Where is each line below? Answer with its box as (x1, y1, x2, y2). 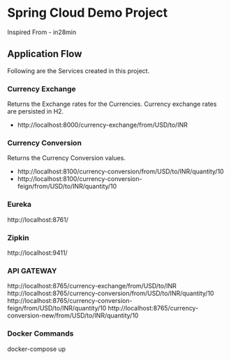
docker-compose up (7, 345, 66, 353)
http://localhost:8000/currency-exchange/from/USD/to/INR (17, 120, 188, 130)
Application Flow (7, 48, 82, 60)
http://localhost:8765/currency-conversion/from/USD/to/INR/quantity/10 (7, 289, 214, 297)
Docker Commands (7, 329, 75, 338)
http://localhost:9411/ (7, 249, 68, 257)
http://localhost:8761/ (7, 215, 68, 224)
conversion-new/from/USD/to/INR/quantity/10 (7, 311, 139, 320)
